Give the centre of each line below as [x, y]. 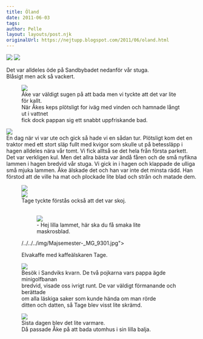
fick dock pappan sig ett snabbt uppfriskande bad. [85, 120]
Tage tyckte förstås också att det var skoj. [74, 200]
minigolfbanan [39, 279]
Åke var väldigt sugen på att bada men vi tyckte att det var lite [99, 94]
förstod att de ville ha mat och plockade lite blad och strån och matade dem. [101, 176]
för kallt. [32, 101]
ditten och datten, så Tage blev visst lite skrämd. [82, 305]
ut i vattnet [35, 114]
